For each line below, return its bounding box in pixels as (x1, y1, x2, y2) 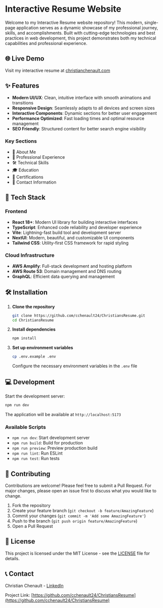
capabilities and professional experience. (5, 40, 88, 46)
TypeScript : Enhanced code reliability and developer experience (12, 224, 142, 230)
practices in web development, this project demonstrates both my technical (5, 35, 157, 41)
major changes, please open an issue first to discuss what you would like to (5, 487, 157, 494)
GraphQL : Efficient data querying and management (12, 273, 115, 279)
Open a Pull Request (12, 523, 54, 529)
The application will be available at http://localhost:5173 (5, 411, 121, 417)
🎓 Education (12, 167, 39, 173)
